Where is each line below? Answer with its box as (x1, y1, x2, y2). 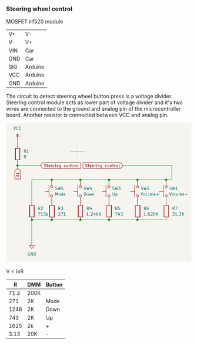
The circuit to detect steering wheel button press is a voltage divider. (6, 93, 173, 100)
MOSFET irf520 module (6, 18, 64, 25)
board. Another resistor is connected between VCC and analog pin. (6, 111, 169, 119)
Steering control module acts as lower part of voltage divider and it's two (6, 99, 183, 106)
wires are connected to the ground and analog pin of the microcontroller (6, 105, 181, 112)
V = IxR (6, 268, 24, 275)
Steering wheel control (6, 5, 73, 13)
